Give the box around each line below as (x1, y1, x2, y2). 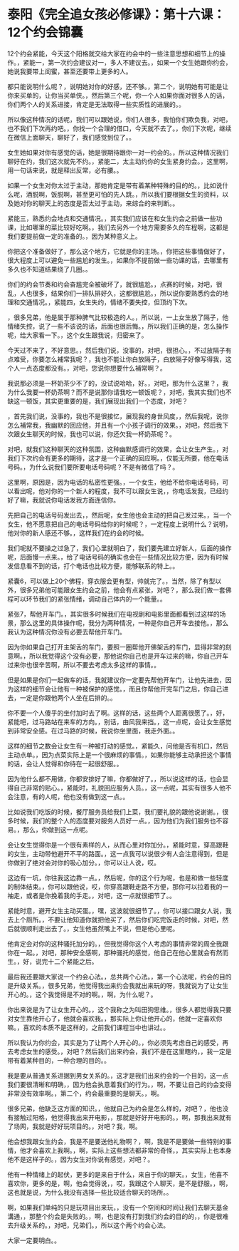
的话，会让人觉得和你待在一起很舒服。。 (7, 759, 123, 768)
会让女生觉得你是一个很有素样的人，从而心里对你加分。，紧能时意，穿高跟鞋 (7, 840, 229, 849)
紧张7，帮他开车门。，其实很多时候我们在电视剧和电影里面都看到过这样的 (7, 609, 220, 618)
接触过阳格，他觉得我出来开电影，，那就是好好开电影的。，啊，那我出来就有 (13, 1113, 232, 1121)
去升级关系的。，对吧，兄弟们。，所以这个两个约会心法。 (7, 1220, 169, 1230)
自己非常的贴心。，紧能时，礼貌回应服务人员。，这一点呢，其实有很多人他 (13, 783, 225, 792)
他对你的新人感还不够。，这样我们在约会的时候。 (7, 528, 148, 537)
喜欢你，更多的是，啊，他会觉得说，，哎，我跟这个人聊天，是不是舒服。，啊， (7, 1179, 232, 1188)
